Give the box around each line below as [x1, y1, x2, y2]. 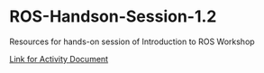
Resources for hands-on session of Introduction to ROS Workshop [9, 36, 255, 47]
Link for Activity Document [9, 53, 109, 64]
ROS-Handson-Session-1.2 [9, 6, 217, 27]
